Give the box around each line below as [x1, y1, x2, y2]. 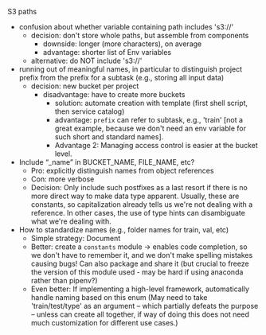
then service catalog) [54, 107, 125, 116]
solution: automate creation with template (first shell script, [54, 99, 248, 107]
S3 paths [7, 7, 37, 16]
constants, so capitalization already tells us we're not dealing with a [30, 200, 253, 209]
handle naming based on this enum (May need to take [30, 293, 208, 302]
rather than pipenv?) [30, 276, 98, 285]
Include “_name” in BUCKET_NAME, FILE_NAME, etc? [18, 158, 195, 166]
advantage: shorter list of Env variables [42, 48, 172, 56]
